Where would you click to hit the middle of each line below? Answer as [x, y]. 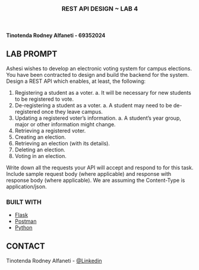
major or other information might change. [65, 124]
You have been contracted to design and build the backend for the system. [97, 75]
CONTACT [26, 246]
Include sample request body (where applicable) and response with [89, 173]
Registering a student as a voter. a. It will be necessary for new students [103, 92]
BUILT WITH [24, 202]
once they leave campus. [72, 111]
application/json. [26, 187]
